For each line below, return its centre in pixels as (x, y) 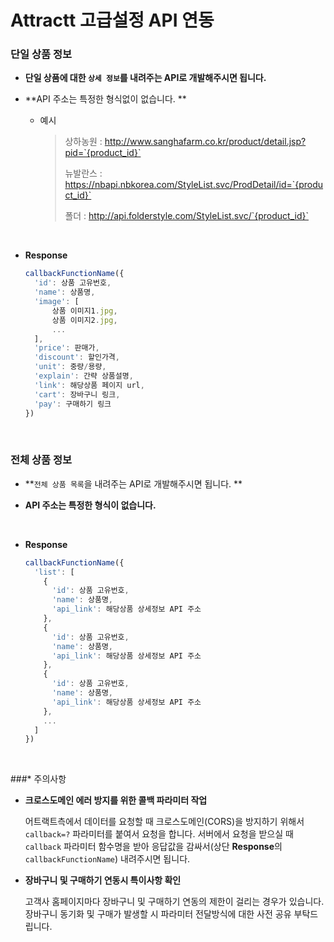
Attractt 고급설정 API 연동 (112, 20)
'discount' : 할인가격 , (77, 357)
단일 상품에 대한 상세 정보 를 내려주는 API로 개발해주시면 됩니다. (145, 78)
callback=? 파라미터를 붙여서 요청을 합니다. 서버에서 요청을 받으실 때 (159, 834)
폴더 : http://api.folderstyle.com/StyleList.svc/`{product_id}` (186, 216)
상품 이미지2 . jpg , (84, 320)
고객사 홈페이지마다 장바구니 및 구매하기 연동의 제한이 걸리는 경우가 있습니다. (174, 902)
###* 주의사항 (38, 779)
